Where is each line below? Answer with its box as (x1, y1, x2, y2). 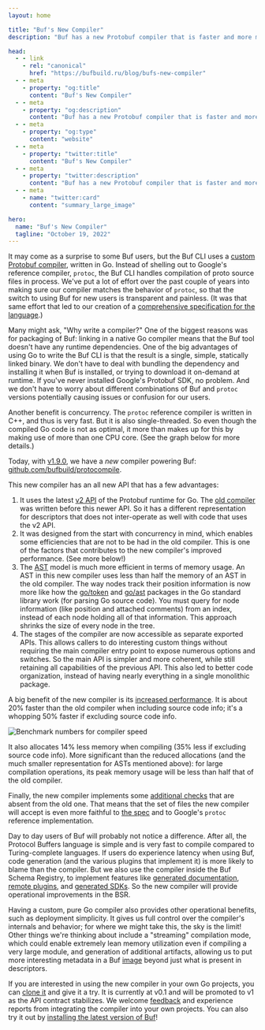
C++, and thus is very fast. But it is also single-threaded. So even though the (8, 416, 257, 426)
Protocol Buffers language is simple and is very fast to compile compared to (8, 840, 255, 850)
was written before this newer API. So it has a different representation (19, 504, 246, 513)
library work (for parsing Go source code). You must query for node (19, 596, 240, 605)
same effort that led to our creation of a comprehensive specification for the (8, 302, 256, 311)
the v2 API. (19, 521, 56, 530)
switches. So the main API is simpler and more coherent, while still (19, 655, 235, 664)
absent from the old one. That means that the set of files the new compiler (8, 799, 250, 809)
